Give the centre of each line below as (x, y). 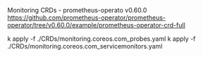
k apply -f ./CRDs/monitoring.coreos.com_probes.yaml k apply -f (101, 39)
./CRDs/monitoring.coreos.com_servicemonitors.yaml (85, 46)
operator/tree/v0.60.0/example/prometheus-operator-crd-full (96, 25)
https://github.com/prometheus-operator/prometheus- (87, 18)
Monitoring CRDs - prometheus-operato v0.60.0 (77, 10)
